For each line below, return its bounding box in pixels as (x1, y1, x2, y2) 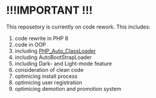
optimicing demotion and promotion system (14, 85, 122, 92)
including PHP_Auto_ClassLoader (14, 47, 96, 54)
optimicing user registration (14, 78, 82, 86)
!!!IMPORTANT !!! (6, 4, 93, 17)
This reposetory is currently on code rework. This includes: (6, 23, 151, 30)
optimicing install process (14, 72, 78, 80)
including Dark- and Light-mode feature (14, 60, 112, 67)
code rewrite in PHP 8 (14, 34, 69, 42)
